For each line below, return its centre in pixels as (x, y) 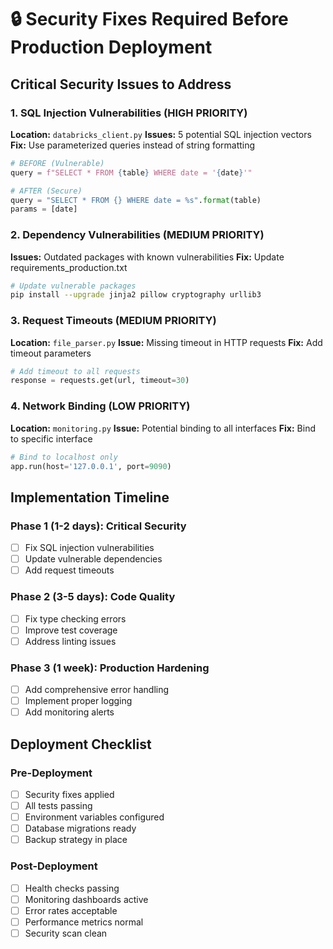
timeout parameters (51, 353)
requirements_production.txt (69, 267)
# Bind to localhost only (64, 457)
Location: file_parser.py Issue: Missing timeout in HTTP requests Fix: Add (166, 342)
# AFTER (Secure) (46, 191)
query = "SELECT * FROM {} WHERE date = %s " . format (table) (136, 200)
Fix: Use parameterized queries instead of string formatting (133, 145)
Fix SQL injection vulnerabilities (89, 548)
